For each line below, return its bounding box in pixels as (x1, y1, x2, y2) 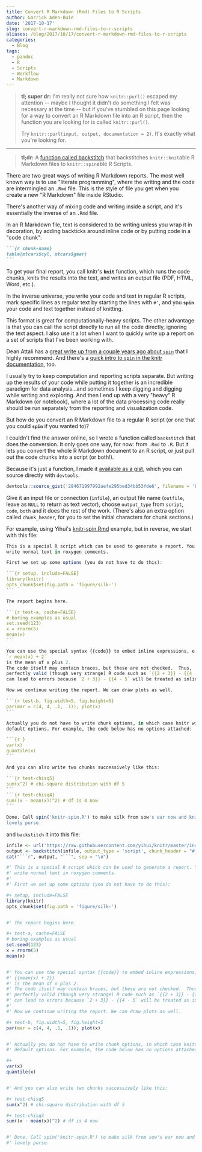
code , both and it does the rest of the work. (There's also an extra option (6, 507, 185, 514)
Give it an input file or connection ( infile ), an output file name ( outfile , (6, 494, 185, 501)
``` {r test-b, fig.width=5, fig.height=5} (6, 698, 114, 704)
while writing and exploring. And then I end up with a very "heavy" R (6, 391, 176, 398)
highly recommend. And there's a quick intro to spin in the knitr (6, 354, 163, 361)
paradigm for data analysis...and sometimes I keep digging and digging (6, 385, 182, 392)
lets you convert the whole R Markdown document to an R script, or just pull (6, 447, 194, 454)
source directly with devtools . (6, 472, 80, 479)
